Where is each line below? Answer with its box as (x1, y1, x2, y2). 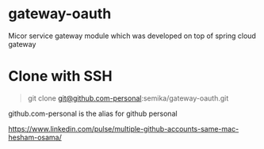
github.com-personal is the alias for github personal (8, 109, 178, 118)
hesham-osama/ (8, 132, 62, 142)
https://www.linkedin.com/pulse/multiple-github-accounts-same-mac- (8, 124, 239, 133)
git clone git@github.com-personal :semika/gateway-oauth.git (27, 93, 229, 103)
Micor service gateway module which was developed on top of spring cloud (8, 31, 256, 40)
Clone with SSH (8, 67, 113, 86)
